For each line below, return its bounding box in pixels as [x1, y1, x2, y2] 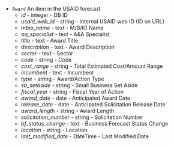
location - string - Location [20, 126, 88, 133]
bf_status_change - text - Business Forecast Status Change [20, 120, 169, 127]
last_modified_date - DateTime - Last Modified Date [20, 133, 149, 140]
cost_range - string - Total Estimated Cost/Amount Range [20, 62, 163, 70]
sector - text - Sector [20, 50, 73, 56]
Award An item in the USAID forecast [11, 5, 101, 12]
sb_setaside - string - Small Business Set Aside [20, 82, 138, 89]
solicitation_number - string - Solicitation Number [20, 114, 143, 121]
